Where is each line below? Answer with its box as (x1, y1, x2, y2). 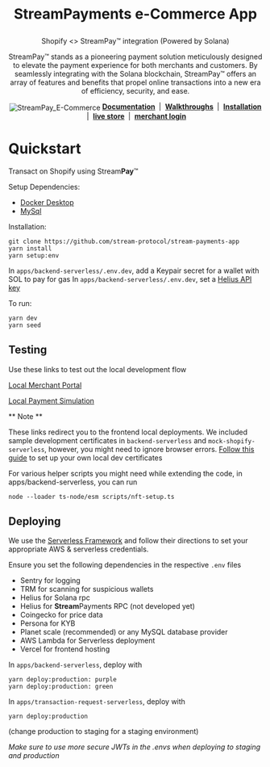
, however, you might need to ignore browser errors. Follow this (44, 444, 255, 454)
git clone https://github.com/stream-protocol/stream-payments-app (8, 237, 240, 245)
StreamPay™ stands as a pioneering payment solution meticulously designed (8, 52, 263, 61)
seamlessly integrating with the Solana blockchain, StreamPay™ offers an (15, 69, 256, 79)
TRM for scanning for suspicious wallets (19, 585, 154, 594)
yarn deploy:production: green (8, 683, 114, 691)
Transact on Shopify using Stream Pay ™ (8, 166, 139, 176)
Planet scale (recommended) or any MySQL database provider (19, 627, 228, 637)
